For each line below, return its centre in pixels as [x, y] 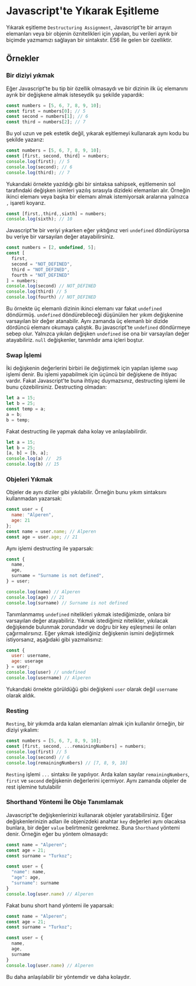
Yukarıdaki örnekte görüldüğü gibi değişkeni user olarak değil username [92, 689]
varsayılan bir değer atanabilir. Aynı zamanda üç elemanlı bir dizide [87, 321]
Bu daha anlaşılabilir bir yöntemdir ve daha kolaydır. [68, 977]
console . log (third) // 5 [37, 292]
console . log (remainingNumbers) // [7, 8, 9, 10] [67, 763]
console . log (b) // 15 [33, 464]
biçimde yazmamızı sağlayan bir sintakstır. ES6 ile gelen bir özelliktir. [89, 40]
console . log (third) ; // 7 [38, 172]
